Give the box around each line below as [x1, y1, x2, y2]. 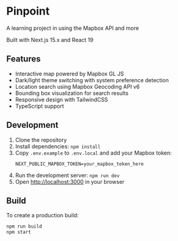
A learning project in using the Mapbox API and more [6, 24, 139, 32]
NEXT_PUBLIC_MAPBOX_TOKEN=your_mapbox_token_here [15, 161, 144, 167]
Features [6, 54, 41, 65]
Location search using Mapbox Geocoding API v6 [15, 83, 140, 90]
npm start [6, 229, 32, 236]
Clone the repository [15, 136, 67, 144]
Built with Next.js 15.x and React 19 [6, 36, 93, 43]
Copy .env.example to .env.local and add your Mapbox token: [15, 149, 172, 156]
